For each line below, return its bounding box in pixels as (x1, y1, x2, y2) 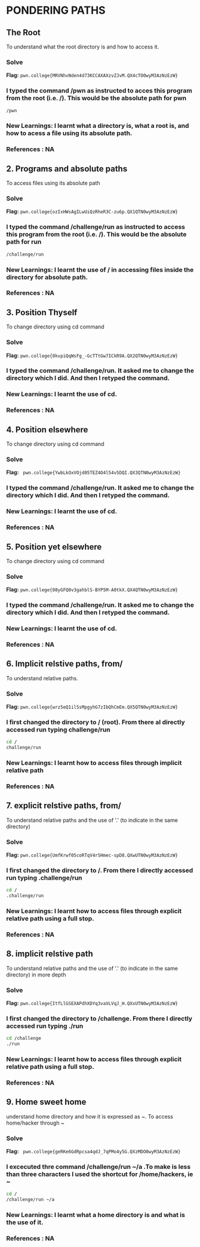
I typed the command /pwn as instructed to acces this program (6, 87, 192, 95)
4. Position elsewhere (6, 425, 88, 435)
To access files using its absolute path (6, 180, 100, 187)
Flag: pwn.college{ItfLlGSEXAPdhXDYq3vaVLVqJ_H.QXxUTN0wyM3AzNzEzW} (6, 1000, 178, 1007)
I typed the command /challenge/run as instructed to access (6, 223, 186, 231)
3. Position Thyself (6, 307, 78, 317)
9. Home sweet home (6, 1097, 87, 1107)
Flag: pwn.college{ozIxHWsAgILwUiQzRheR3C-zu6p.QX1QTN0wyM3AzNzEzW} (6, 208, 178, 215)
